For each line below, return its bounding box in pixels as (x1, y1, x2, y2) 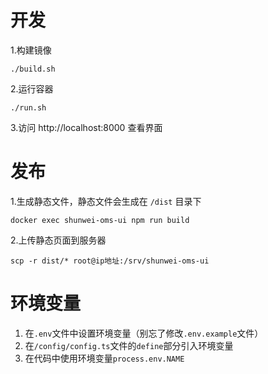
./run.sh (10, 102, 47, 113)
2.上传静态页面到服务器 (10, 234, 107, 246)
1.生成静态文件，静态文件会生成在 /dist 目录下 (10, 195, 202, 207)
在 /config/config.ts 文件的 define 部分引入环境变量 (24, 339, 234, 351)
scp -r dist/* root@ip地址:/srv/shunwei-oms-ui (10, 256, 210, 266)
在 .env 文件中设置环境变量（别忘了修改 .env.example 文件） (24, 327, 264, 339)
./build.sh (10, 64, 56, 74)
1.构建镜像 (10, 44, 52, 56)
